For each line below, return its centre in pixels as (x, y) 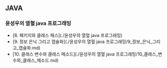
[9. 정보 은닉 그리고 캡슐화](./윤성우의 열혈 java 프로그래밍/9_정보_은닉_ (82, 41)
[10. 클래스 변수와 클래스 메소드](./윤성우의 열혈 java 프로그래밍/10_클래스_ (85, 54)
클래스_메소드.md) (40, 60)
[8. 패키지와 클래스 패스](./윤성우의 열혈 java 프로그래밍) (67, 35)
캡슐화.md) (30, 47)
